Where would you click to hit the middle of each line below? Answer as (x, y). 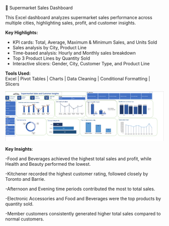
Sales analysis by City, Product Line (50, 47)
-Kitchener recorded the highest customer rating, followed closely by (77, 174)
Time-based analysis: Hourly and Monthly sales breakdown (74, 53)
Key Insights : (19, 149)
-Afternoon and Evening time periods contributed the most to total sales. (80, 189)
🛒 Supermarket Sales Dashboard (39, 8)
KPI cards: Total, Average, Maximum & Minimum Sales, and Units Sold (85, 42)
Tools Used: (18, 73)
